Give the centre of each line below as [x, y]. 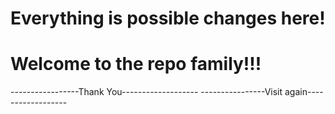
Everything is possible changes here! [168, 18]
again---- [304, 92]
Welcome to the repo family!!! [136, 64]
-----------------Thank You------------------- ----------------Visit [146, 92]
